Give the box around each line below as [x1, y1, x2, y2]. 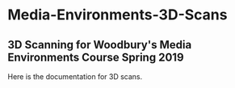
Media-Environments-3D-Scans [7, 6, 228, 24]
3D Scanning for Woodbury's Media [7, 38, 192, 52]
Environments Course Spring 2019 [7, 50, 184, 64]
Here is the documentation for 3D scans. [7, 72, 143, 82]
